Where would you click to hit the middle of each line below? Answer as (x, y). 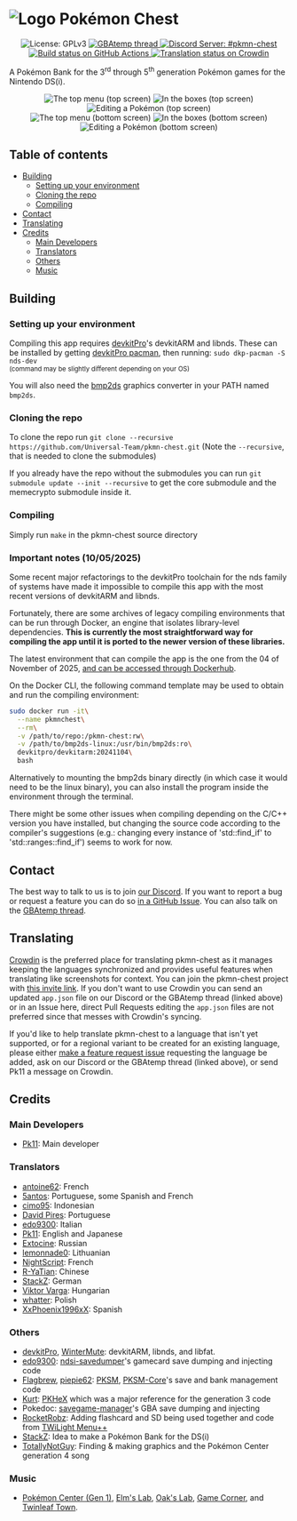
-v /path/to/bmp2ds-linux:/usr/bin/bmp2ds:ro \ (105, 744)
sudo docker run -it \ (49, 711)
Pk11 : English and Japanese (72, 1233)
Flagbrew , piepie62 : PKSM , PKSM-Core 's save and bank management (150, 1380)
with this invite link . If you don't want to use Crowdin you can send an (136, 988)
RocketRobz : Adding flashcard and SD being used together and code (148, 1418)
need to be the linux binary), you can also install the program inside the (139, 788)
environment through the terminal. (72, 797)
